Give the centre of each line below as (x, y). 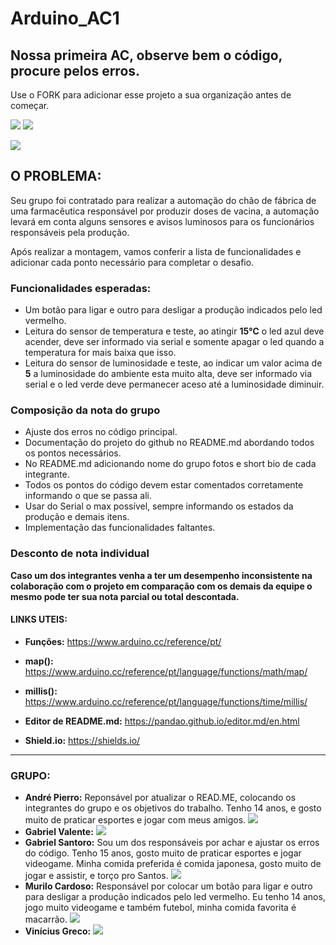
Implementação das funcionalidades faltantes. (120, 528)
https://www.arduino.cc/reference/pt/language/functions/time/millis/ (166, 701)
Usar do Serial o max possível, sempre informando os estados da (159, 506)
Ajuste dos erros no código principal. (101, 432)
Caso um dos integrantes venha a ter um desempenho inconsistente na (161, 575)
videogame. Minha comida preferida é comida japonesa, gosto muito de (173, 864)
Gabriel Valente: (59, 832)
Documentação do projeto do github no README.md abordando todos (169, 443)
